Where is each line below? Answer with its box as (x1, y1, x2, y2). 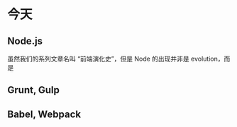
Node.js (7, 35, 43, 47)
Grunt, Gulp (7, 84, 60, 96)
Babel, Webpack (7, 108, 82, 120)
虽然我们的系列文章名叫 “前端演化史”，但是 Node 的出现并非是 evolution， (7, 54, 224, 63)
